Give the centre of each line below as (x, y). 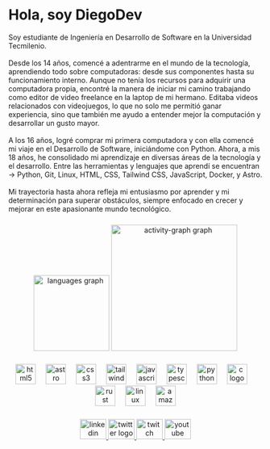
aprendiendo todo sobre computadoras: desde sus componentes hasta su (131, 71)
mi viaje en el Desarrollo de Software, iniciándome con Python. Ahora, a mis (134, 149)
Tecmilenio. (27, 45)
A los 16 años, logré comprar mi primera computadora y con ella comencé (131, 140)
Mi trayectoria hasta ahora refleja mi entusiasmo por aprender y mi (119, 191)
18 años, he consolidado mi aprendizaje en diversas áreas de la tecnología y (135, 157)
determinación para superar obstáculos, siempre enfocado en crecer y (126, 200)
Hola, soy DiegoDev (75, 15)
